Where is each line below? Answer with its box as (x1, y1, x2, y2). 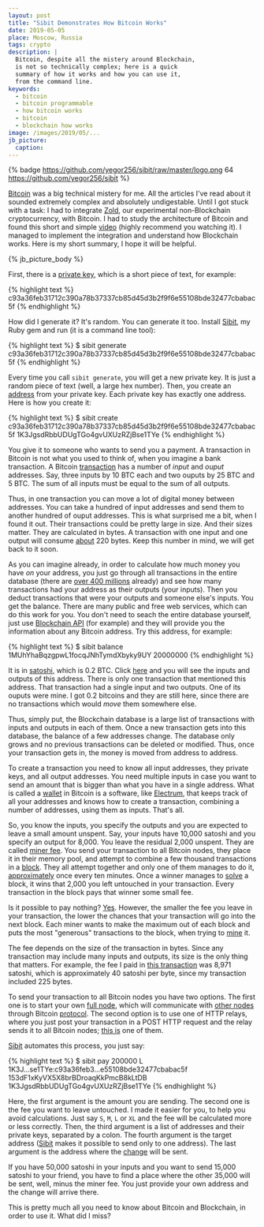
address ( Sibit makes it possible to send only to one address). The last (8, 1139, 236, 1148)
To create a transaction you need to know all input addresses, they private (8, 763, 249, 773)
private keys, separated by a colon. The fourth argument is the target (8, 1130, 232, 1140)
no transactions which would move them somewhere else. (8, 699, 197, 709)
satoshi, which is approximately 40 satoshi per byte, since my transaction (8, 968, 247, 978)
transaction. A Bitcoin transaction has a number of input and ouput (8, 462, 225, 472)
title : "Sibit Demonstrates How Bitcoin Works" (8, 19, 168, 27)
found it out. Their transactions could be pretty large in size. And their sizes (8, 519, 253, 529)
